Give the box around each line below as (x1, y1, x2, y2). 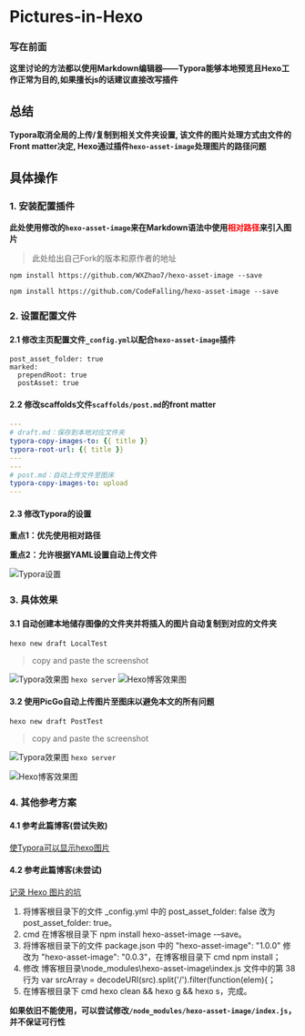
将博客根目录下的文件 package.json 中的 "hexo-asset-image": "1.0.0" (22, 940, 281, 951)
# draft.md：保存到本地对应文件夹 (9, 428, 126, 438)
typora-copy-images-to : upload (9, 479, 128, 488)
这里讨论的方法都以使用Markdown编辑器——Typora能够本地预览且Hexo (9, 63, 282, 74)
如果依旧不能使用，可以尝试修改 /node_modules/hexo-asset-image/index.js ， (9, 1005, 297, 1016)
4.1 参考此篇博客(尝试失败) (9, 820, 108, 831)
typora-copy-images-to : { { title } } (9, 437, 148, 446)
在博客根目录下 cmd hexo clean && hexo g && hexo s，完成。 (22, 986, 252, 997)
